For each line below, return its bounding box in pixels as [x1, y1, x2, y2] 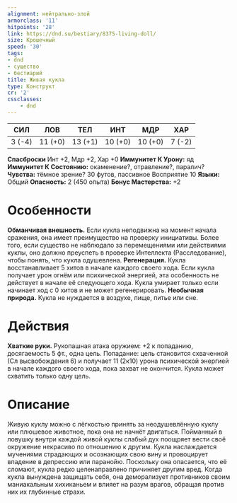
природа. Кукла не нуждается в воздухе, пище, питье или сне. [7, 293, 198, 301]
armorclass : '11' [7, 17, 59, 24]
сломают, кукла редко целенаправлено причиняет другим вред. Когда [7, 465, 223, 473]
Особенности [7, 202, 92, 219]
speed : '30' [7, 43, 42, 50]
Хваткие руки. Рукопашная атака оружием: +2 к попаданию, [7, 341, 193, 350]
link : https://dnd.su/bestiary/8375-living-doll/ [7, 30, 157, 37]
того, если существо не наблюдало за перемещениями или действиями [7, 241, 226, 249]
